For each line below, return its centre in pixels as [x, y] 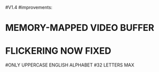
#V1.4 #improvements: [29, 7]
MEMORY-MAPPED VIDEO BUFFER [80, 28]
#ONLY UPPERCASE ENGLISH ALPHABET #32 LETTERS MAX [70, 65]
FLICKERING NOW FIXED [58, 51]
